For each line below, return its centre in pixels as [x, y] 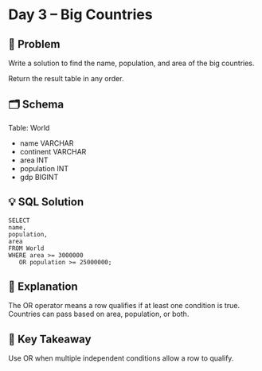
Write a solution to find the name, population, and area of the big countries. [131, 63]
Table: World [29, 127]
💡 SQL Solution [46, 202]
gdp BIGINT [39, 177]
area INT [34, 160]
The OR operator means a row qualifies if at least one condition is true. [124, 306]
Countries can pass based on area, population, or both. [99, 314]
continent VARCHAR [53, 151]
